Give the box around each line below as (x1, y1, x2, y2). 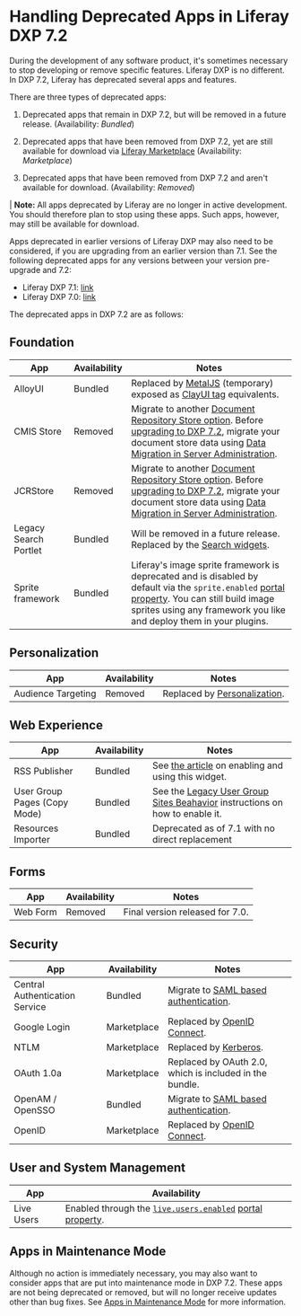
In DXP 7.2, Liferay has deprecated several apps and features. (9, 74, 237, 84)
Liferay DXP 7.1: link (21, 281, 94, 293)
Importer (13, 834, 51, 846)
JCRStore (13, 484, 55, 497)
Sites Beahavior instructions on (151, 797, 284, 809)
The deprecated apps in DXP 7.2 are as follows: (9, 308, 184, 320)
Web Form (13, 905, 58, 918)
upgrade (9, 264, 41, 275)
